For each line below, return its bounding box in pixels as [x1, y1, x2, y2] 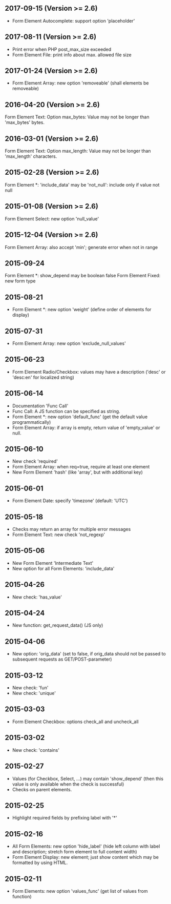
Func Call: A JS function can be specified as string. [12, 408, 121, 414]
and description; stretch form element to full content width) [12, 849, 137, 855]
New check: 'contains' [12, 747, 60, 753]
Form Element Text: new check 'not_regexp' [12, 531, 105, 538]
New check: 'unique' [12, 690, 56, 696]
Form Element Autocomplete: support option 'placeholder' [12, 17, 135, 24]
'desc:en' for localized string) [12, 374, 75, 380]
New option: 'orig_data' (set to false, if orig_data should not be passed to [12, 651, 166, 657]
